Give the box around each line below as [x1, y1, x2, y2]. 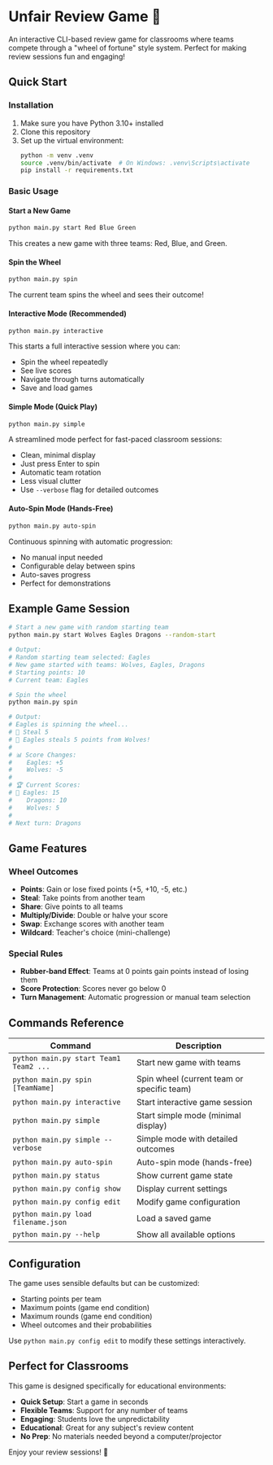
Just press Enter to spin [19, 459, 100, 469]
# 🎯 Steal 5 [8, 728, 49, 736]
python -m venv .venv [19, 151, 93, 160]
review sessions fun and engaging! [8, 51, 126, 61]
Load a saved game [136, 1213, 211, 1224]
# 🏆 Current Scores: [8, 781, 81, 789]
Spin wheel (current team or [136, 1073, 244, 1085]
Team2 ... [12, 1062, 50, 1072]
